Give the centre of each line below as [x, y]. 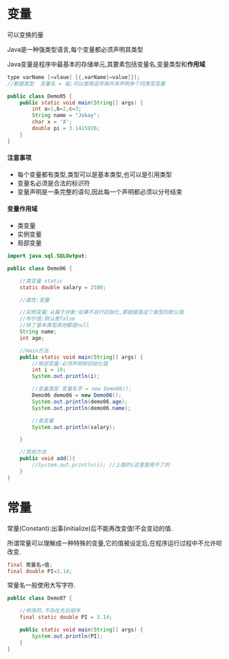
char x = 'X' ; [52, 122]
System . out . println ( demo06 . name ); [81, 408]
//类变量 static [41, 281]
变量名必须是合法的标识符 [53, 183]
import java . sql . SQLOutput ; [48, 256]
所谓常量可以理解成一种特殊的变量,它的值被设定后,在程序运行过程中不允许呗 [115, 543]
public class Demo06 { [40, 268]
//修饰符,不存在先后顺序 [50, 611]
